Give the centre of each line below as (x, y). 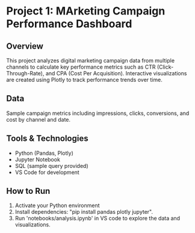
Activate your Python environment (57, 205)
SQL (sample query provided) (51, 166)
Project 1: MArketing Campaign (86, 11)
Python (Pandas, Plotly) (44, 153)
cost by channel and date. (39, 119)
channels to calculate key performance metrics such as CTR (81, 67)
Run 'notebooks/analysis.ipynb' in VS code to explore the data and (97, 219)
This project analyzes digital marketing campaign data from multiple (91, 61)
